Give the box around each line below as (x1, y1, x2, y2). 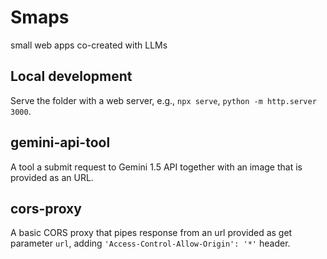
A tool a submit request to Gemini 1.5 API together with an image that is (10, 161, 303, 173)
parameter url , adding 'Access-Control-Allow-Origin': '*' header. (10, 237, 291, 250)
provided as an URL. (10, 171, 94, 183)
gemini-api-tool (10, 134, 111, 151)
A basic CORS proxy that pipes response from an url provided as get (10, 227, 293, 239)
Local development (10, 68, 133, 85)
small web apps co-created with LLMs (10, 39, 168, 51)
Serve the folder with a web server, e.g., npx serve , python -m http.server (10, 94, 317, 106)
